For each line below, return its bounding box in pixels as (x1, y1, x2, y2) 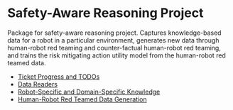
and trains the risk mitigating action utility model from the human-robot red (7, 51, 226, 60)
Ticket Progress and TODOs (17, 72, 100, 81)
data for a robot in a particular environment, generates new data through (7, 35, 220, 44)
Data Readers (17, 79, 58, 88)
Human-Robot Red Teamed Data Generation (17, 94, 147, 104)
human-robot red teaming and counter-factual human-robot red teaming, (7, 43, 222, 52)
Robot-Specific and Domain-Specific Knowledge (17, 87, 161, 96)
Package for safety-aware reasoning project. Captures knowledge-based (7, 28, 222, 37)
